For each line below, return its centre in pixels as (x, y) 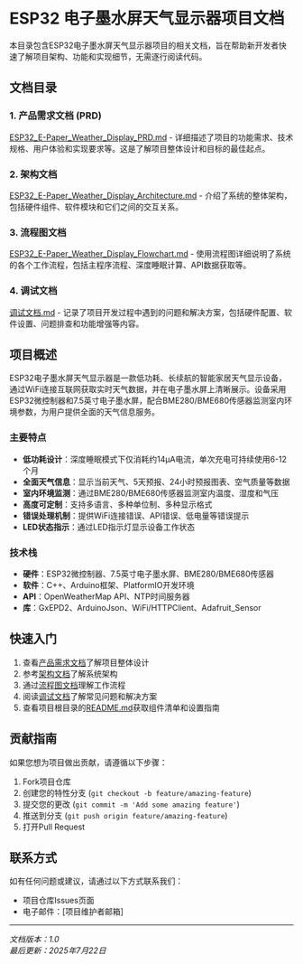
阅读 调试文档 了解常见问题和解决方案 (90, 696)
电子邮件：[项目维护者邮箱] (73, 912)
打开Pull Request (54, 827)
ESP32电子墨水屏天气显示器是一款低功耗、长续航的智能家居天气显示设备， (148, 378)
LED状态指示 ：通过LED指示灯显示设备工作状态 (109, 527)
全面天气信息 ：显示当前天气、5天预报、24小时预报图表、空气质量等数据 (156, 482)
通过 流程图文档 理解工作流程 (74, 685)
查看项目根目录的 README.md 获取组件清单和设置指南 (121, 707)
